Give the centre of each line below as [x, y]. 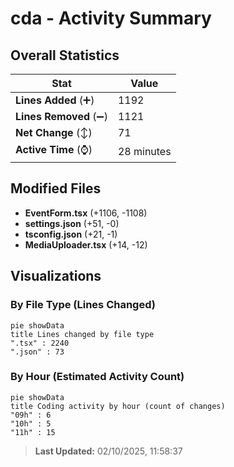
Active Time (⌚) [54, 149]
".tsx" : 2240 [40, 343]
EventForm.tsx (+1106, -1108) [86, 213]
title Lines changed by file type [82, 334]
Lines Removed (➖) [61, 116]
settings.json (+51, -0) [72, 223]
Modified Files [56, 188]
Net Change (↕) [54, 132]
